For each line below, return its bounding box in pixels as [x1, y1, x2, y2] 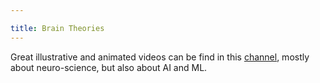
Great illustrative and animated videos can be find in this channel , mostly [10, 51, 310, 63]
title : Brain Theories [10, 23, 105, 33]
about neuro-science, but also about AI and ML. [10, 61, 208, 73]
